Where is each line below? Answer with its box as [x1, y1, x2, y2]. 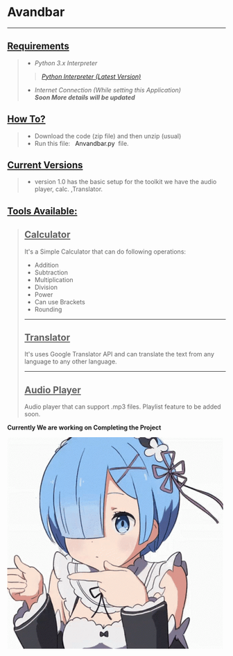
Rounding [34, 305, 62, 313]
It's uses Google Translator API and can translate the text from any [24, 350, 215, 359]
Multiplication [34, 275, 74, 284]
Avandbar [7, 4, 65, 20]
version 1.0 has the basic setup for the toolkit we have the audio [34, 178, 217, 186]
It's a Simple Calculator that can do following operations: [24, 247, 186, 256]
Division [34, 283, 58, 291]
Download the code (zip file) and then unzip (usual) [34, 131, 182, 140]
